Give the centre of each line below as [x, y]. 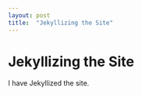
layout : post [29, 15]
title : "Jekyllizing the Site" [60, 23]
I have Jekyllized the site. [49, 83]
